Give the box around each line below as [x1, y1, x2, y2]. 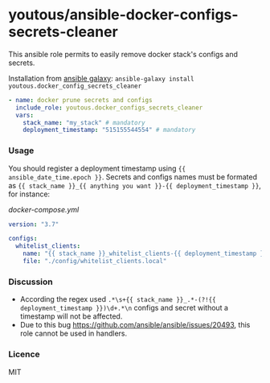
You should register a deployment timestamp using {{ [8, 163, 186, 173]
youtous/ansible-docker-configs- [8, 6, 239, 24]
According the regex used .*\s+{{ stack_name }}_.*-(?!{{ [19, 294, 216, 304]
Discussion [8, 276, 54, 287]
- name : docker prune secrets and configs [8, 96, 153, 104]
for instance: [8, 189, 51, 199]
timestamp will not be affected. [19, 311, 123, 321]
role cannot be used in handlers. [19, 328, 128, 339]
